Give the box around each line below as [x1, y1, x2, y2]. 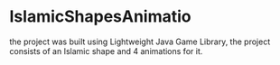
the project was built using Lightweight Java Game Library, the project [9, 36, 271, 47]
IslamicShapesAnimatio [9, 6, 191, 27]
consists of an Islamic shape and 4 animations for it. [9, 45, 203, 56]
